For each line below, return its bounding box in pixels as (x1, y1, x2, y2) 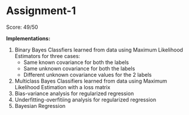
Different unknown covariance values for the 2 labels (23, 71, 152, 78)
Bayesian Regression (14, 102, 66, 109)
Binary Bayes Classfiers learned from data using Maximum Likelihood (14, 46, 184, 53)
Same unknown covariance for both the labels (23, 65, 135, 72)
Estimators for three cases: (14, 52, 81, 59)
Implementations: (6, 35, 51, 42)
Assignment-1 (6, 4, 77, 18)
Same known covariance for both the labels (23, 59, 130, 66)
